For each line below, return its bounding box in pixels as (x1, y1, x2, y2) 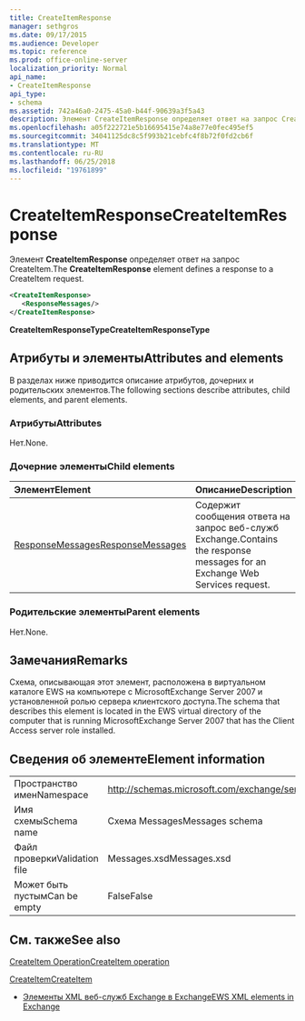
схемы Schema (14, 815, 78, 827)
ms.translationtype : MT (9, 140, 100, 149)
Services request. (194, 578, 271, 591)
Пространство (14, 777, 78, 790)
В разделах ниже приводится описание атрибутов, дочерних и (9, 375, 254, 385)
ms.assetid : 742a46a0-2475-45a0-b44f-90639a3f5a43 (9, 106, 205, 115)
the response (194, 545, 251, 557)
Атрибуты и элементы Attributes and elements (9, 351, 284, 366)
